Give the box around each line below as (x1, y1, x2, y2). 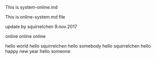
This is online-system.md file (5, 14, 66, 19)
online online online (5, 33, 46, 39)
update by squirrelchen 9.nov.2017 (5, 23, 77, 29)
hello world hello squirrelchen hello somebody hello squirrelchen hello (5, 43, 151, 49)
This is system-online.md (5, 4, 58, 10)
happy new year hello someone (5, 48, 71, 54)
